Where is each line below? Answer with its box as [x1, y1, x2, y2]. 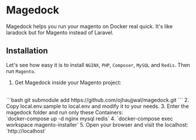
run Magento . [6, 68, 36, 75]
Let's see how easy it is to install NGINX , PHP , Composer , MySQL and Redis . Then [6, 61, 191, 68]
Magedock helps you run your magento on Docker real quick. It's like [6, 23, 173, 30]
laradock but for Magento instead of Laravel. [6, 29, 114, 36]
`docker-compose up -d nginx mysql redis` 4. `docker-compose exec [6, 115, 173, 122]
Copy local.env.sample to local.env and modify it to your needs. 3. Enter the [6, 103, 189, 110]
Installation [6, 46, 48, 56]
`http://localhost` [6, 127, 46, 134]
